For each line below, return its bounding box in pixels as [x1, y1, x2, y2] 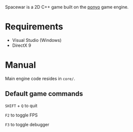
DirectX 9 [12, 42, 32, 48]
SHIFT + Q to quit [5, 102, 38, 109]
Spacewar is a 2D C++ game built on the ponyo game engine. [5, 4, 129, 10]
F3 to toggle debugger [5, 121, 50, 127]
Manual [5, 59, 37, 71]
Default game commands [5, 90, 83, 98]
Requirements [5, 21, 63, 32]
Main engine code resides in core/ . [5, 75, 76, 81]
